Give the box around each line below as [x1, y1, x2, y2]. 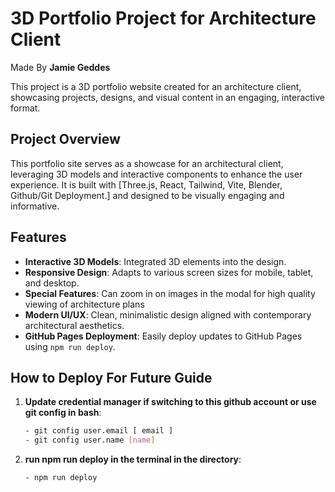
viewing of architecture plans [24, 298, 145, 310]
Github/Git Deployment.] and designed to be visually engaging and [10, 189, 285, 201]
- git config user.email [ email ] [24, 426, 174, 436]
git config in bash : [24, 407, 102, 419]
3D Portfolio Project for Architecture [10, 7, 317, 30]
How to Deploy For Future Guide [10, 369, 213, 386]
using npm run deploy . [24, 340, 116, 352]
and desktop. [24, 277, 80, 289]
